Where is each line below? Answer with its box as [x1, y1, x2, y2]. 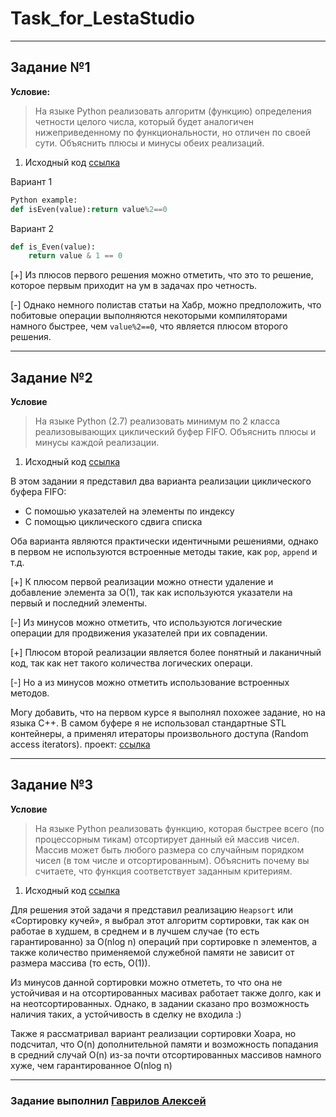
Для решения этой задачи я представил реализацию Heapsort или [10, 903, 293, 916]
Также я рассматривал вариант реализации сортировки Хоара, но [10, 1027, 297, 1039]
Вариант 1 [10, 175, 53, 187]
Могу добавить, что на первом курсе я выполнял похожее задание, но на [10, 707, 326, 719]
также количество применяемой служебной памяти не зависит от [10, 946, 295, 958]
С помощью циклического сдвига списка [24, 516, 203, 528]
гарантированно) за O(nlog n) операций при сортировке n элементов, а [10, 935, 318, 947]
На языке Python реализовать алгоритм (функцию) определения [34, 105, 312, 117]
